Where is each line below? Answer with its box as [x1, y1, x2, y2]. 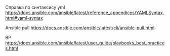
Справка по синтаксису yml [5, 5, 65, 10]
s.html [5, 45, 18, 51]
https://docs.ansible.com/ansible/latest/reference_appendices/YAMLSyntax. [5, 10, 164, 16]
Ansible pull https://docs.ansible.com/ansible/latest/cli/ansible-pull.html [5, 25, 155, 31]
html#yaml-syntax [5, 15, 43, 21]
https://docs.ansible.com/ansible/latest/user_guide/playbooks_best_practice [5, 40, 165, 46]
